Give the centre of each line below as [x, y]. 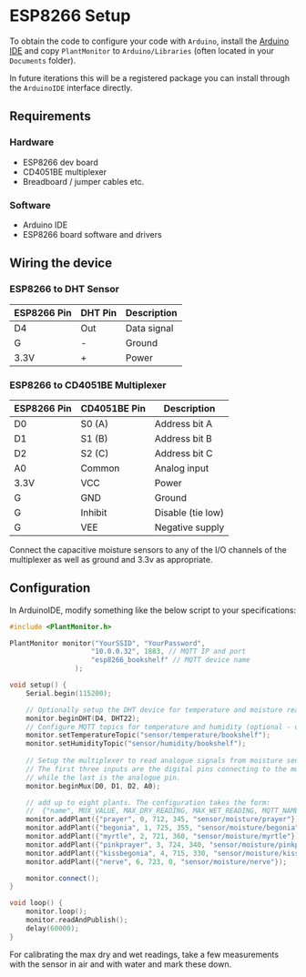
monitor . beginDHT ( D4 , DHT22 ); [83, 718]
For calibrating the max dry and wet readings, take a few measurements [144, 954]
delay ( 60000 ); [52, 928]
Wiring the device [61, 264]
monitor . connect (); [63, 878]
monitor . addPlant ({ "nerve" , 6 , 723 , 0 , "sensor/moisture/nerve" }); [156, 861]
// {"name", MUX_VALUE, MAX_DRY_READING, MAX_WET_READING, [142, 811]
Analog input [182, 468]
